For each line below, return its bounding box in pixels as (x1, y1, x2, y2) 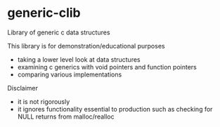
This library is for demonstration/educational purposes (7, 41, 165, 50)
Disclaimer (7, 83, 39, 92)
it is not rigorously (17, 97, 70, 106)
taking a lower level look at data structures (17, 55, 141, 64)
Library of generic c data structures (7, 28, 110, 36)
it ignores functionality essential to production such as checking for (17, 105, 213, 113)
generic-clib (7, 5, 81, 21)
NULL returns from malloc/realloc (17, 112, 115, 121)
